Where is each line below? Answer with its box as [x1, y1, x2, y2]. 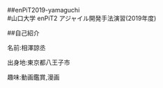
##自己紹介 [7, 29, 40, 37]
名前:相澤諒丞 [7, 44, 47, 51]
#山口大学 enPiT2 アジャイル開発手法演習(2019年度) [7, 14, 157, 22]
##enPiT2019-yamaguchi [7, 6, 80, 14]
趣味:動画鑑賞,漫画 [7, 73, 61, 81]
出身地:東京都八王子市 [7, 58, 71, 67]
